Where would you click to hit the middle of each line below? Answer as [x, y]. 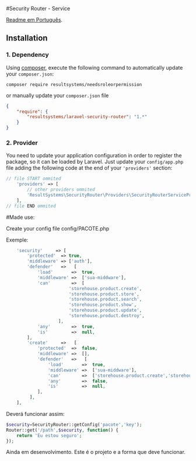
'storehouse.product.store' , [104, 294]
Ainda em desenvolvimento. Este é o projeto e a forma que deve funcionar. [96, 452]
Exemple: [17, 240]
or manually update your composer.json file [57, 95]
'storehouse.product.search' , [105, 300]
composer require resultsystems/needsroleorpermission [74, 84]
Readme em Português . [34, 20]
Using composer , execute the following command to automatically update [94, 67]
